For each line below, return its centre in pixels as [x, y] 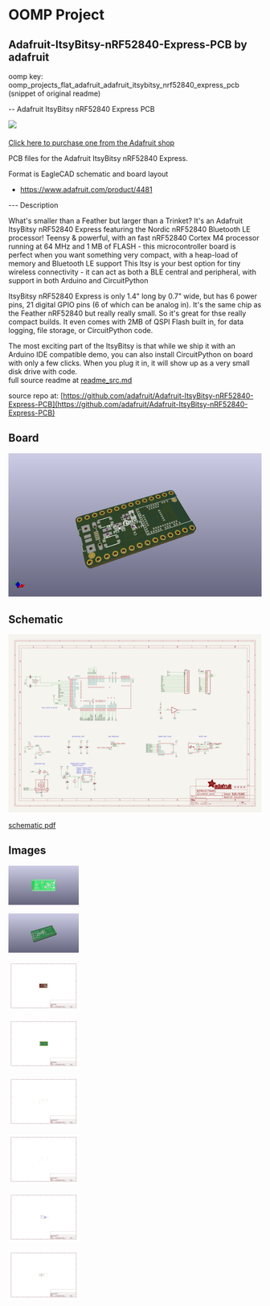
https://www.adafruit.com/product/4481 [86, 190]
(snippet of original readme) [55, 93]
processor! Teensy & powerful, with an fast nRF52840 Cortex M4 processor [134, 238]
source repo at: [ [36, 396]
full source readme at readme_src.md [70, 380]
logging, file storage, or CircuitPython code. [81, 330]
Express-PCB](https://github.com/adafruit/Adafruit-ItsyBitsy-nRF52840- [128, 404]
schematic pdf [32, 825]
